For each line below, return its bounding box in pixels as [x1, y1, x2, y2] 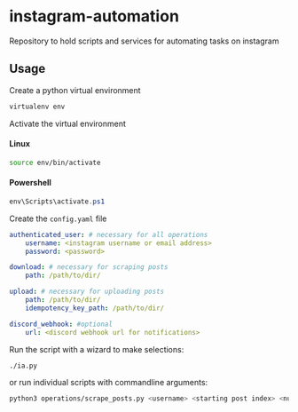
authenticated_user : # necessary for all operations [9, 230, 208, 239]
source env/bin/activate [9, 158, 101, 167]
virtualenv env [9, 102, 66, 111]
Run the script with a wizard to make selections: [9, 344, 184, 354]
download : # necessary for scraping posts [9, 263, 169, 272]
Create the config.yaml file [9, 213, 107, 224]
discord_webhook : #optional [9, 320, 114, 329]
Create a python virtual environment [9, 84, 141, 95]
